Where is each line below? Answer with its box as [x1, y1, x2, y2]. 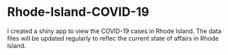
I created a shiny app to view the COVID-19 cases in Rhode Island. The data [7, 27, 222, 35]
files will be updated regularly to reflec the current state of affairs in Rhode [7, 34, 219, 42]
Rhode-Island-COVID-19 [7, 4, 149, 20]
